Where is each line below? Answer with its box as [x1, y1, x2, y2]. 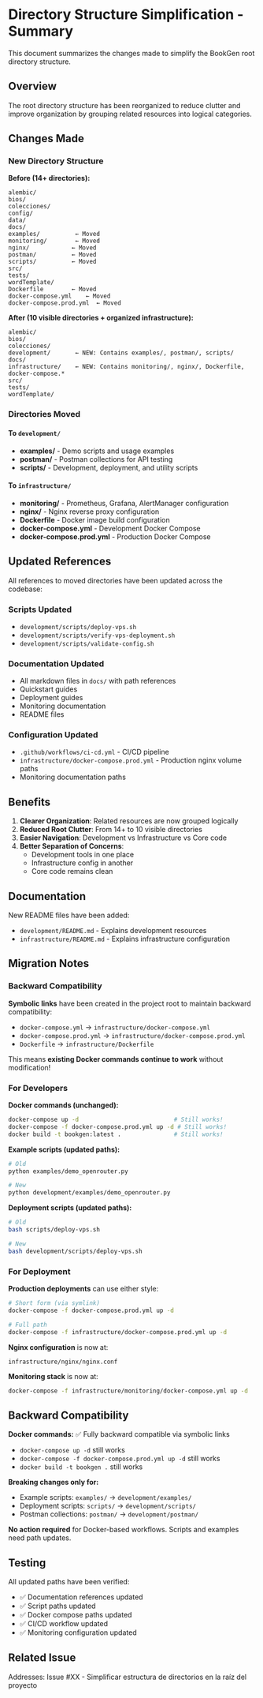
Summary [8, 22, 73, 40]
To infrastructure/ [8, 481, 72, 490]
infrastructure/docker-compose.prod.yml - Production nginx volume [19, 755, 243, 765]
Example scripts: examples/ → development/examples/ [19, 1493, 192, 1502]
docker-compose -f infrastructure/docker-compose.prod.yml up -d [8, 1328, 227, 1336]
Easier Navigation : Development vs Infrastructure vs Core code [19, 833, 227, 842]
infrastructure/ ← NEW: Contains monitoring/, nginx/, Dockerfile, [8, 363, 245, 371]
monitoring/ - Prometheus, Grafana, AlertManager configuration [19, 498, 229, 508]
